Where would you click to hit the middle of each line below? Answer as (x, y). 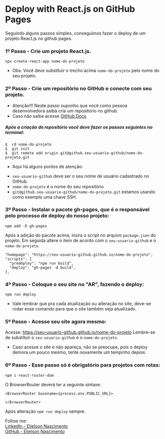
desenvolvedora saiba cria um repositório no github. (65, 111)
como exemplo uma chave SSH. (45, 197)
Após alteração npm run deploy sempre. (46, 411)
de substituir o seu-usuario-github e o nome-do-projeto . (62, 338)
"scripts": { (18, 259)
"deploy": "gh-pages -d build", (43, 268)
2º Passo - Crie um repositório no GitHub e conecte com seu (78, 89)
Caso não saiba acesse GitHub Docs (49, 116)
